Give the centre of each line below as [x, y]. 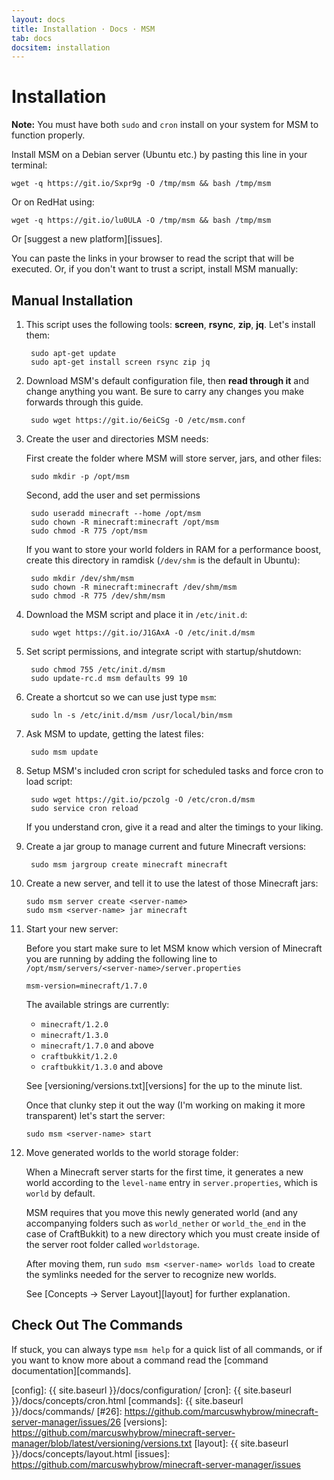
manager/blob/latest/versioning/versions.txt [102, 1443]
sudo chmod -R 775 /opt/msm [89, 531]
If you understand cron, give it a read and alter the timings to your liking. [174, 827]
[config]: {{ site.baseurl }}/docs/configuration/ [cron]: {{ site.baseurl [151, 1390]
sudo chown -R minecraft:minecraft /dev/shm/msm [134, 587]
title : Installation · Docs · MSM [83, 29]
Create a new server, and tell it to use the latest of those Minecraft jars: [172, 883]
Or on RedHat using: [53, 202]
